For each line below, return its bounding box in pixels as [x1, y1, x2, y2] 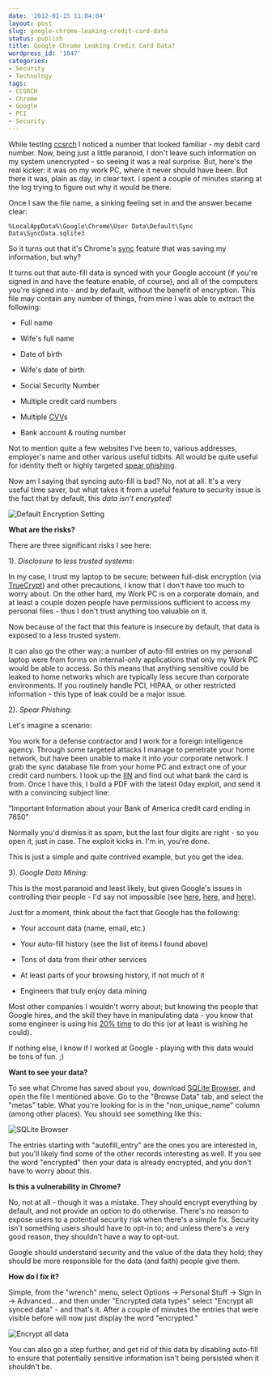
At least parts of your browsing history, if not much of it [19, 970, 205, 980]
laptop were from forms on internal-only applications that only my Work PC [8, 655, 259, 664]
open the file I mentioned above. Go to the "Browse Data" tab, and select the [8, 1092, 264, 1101]
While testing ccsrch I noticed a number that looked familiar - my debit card [8, 139, 261, 149]
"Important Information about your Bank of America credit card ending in [8, 803, 251, 813]
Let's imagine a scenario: [8, 720, 92, 730]
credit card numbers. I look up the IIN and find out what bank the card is [8, 770, 249, 780]
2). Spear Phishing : [8, 705, 73, 714]
